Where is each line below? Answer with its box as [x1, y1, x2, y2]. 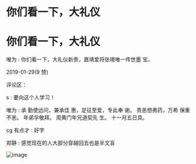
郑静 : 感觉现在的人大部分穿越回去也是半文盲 [6, 140, 115, 147]
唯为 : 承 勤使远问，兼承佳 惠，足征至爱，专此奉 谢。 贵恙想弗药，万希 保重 [6, 107, 191, 114]
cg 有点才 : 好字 [6, 126, 45, 134]
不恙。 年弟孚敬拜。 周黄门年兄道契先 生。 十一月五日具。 [6, 114, 148, 121]
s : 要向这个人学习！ [6, 94, 55, 101]
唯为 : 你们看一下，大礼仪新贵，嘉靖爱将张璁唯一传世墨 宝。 [6, 56, 153, 63]
